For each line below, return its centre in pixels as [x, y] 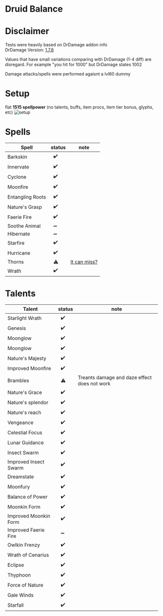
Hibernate [19, 234]
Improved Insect [26, 462]
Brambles [18, 380]
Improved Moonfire [29, 369]
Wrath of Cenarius [28, 555]
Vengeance [21, 423]
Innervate [18, 167]
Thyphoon [19, 575]
